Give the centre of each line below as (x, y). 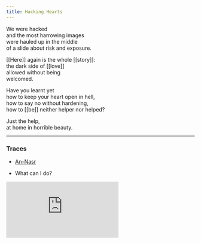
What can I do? (33, 173)
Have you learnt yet (31, 90)
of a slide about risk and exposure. (49, 48)
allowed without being (33, 72)
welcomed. (20, 79)
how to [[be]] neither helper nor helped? (56, 109)
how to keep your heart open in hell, (51, 97)
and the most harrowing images (45, 35)
